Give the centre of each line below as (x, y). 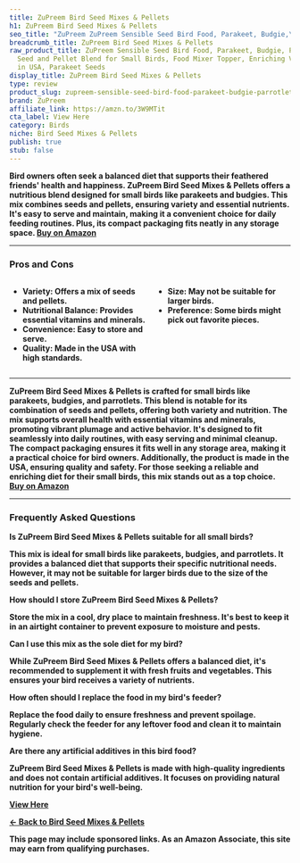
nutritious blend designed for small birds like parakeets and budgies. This (149, 195)
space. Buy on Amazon (53, 232)
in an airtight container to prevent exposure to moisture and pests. (135, 627)
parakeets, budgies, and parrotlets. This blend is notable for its (129, 400)
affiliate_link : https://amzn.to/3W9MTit (87, 109)
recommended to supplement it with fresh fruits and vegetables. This (141, 671)
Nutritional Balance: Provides (78, 310)
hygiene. (26, 734)
